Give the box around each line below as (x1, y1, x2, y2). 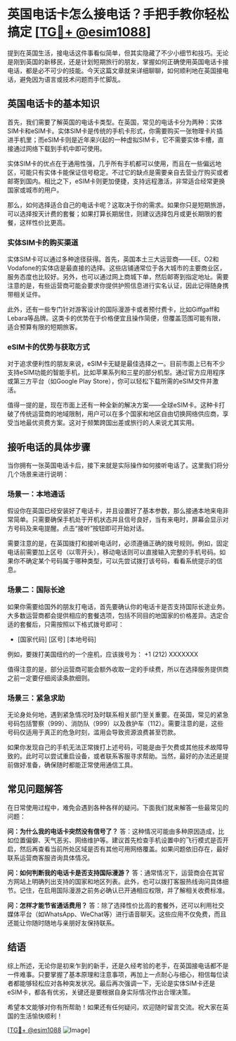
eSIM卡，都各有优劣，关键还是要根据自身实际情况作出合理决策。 (7, 987, 195, 996)
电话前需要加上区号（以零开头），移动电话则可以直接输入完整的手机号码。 (7, 548, 220, 557)
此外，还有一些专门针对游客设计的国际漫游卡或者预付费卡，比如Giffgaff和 (7, 305, 220, 314)
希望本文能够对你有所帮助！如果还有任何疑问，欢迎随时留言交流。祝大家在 (7, 1002, 223, 1011)
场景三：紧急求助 (7, 693, 65, 703)
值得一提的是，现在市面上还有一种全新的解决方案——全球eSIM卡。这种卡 (7, 401, 219, 409)
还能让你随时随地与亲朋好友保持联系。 (7, 918, 118, 927)
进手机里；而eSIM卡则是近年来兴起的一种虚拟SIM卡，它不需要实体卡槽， (7, 135, 218, 144)
